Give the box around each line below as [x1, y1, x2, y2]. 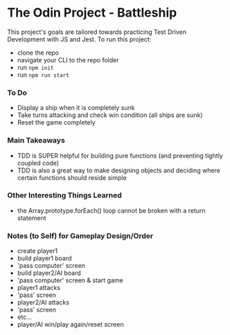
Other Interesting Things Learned [7, 190, 123, 200]
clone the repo [17, 48, 60, 57]
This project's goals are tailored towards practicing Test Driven [7, 28, 187, 36]
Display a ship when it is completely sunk [17, 104, 135, 112]
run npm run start [17, 71, 69, 79]
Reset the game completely [17, 118, 96, 127]
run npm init [17, 63, 54, 71]
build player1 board [17, 254, 72, 262]
